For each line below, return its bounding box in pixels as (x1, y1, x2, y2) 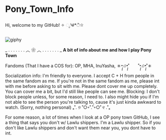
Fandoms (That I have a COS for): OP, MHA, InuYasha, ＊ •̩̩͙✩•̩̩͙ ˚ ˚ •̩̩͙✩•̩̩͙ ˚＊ (5, 63, 153, 69)
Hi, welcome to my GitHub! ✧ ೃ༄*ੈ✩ (5, 22, 83, 28)
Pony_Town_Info (5, 3, 74, 15)
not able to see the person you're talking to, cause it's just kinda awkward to (5, 99, 162, 105)
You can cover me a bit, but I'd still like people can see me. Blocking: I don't (5, 88, 160, 94)
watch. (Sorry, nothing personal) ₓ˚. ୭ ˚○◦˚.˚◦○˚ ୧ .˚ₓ (5, 104, 111, 110)
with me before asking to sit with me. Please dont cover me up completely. (5, 83, 158, 89)
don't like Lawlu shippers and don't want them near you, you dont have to (5, 125, 156, 131)
